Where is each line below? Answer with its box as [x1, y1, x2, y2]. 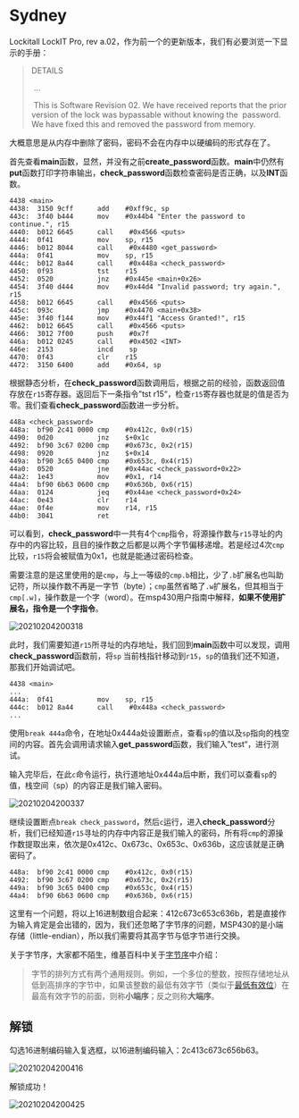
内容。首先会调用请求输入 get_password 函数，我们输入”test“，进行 [24, 738, 272, 749]
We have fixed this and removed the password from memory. [30, 118, 256, 130]
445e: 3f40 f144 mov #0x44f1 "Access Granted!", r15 [9, 314, 245, 323]
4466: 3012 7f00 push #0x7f [9, 329, 150, 338]
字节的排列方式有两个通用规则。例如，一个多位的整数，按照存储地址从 [30, 968, 290, 979]
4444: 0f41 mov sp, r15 [9, 235, 154, 244]
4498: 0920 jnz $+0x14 [9, 449, 150, 458]
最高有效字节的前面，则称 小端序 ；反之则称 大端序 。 [30, 990, 220, 1001]
